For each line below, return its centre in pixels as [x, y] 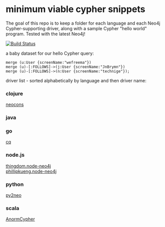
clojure [14, 93]
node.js [15, 155]
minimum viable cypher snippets [75, 9]
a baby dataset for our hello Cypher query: [50, 53]
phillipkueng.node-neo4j [31, 171]
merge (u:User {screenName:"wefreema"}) [49, 62]
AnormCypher [20, 219]
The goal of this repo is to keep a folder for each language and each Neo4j [83, 23]
